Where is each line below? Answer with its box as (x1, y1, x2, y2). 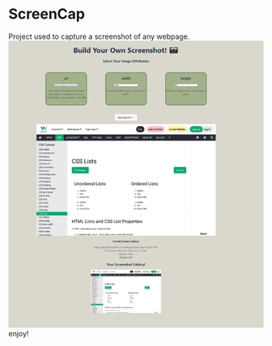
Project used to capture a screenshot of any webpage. (8, 32, 190, 41)
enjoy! (8, 329, 29, 339)
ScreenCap (8, 5, 85, 23)
